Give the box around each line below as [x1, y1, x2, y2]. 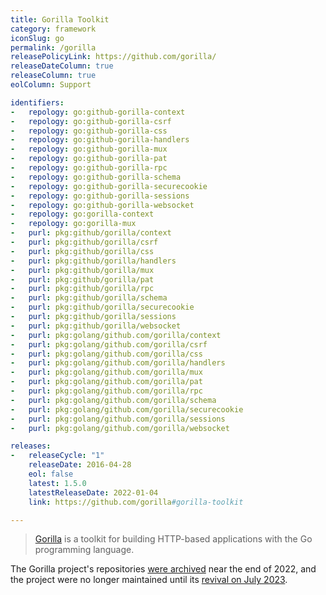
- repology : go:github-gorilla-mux [10, 144, 168, 155]
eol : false [28, 469, 74, 479]
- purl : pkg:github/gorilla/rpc [10, 284, 155, 294]
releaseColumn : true [10, 71, 97, 81]
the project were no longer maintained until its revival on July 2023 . [10, 574, 288, 586]
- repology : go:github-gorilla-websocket [10, 200, 195, 210]
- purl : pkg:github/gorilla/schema [10, 293, 168, 303]
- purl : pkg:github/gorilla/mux [10, 265, 155, 275]
